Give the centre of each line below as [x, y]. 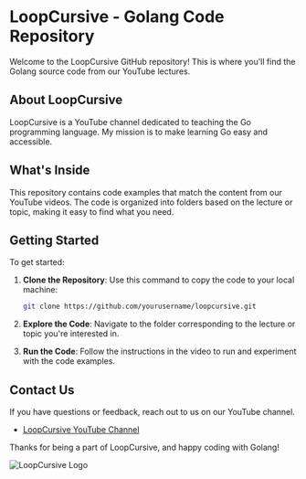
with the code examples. [69, 361]
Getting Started [54, 240]
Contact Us [42, 390]
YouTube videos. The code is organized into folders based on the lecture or [151, 202]
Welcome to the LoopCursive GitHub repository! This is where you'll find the [153, 61]
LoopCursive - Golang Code [117, 17]
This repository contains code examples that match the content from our [146, 192]
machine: [40, 290]
